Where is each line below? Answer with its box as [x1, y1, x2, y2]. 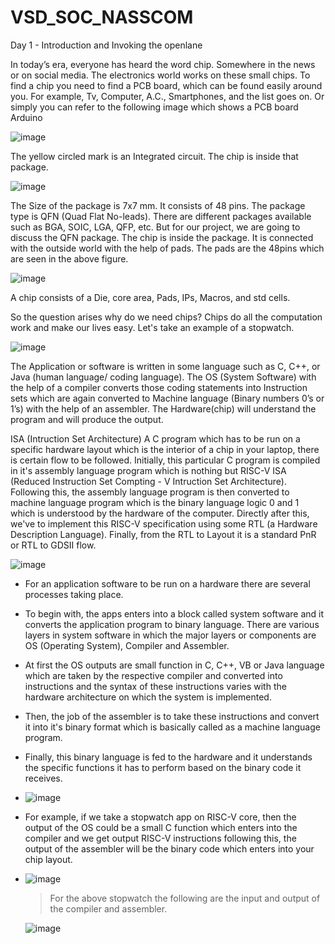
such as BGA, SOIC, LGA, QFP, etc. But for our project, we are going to [10, 221, 301, 233]
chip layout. [24, 853, 73, 865]
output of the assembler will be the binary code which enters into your [24, 842, 315, 855]
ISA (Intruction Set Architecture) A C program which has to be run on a [10, 432, 301, 445]
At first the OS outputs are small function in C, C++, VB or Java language [24, 659, 325, 671]
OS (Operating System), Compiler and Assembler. [24, 639, 230, 651]
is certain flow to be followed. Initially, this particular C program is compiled [10, 454, 321, 466]
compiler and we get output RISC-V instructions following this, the [24, 832, 297, 844]
